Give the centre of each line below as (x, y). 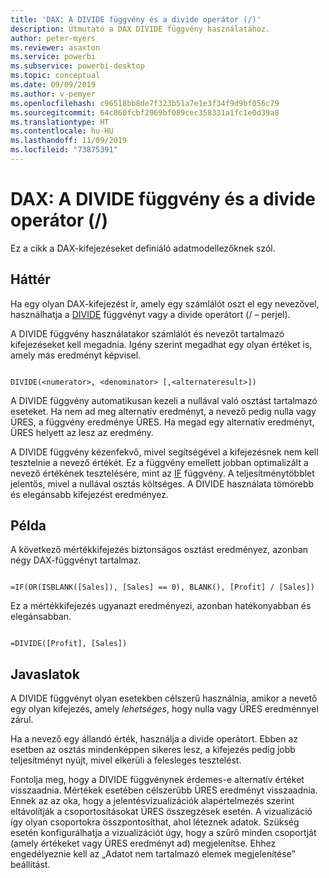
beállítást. (30, 865)
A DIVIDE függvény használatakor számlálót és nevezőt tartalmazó (147, 333)
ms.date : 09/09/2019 (53, 85)
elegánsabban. (41, 617)
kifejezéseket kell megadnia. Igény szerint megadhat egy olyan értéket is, (161, 344)
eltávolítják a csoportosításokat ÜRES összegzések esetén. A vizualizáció (161, 812)
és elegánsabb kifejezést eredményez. (89, 494)
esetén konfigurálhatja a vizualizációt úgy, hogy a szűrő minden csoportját (163, 833)
